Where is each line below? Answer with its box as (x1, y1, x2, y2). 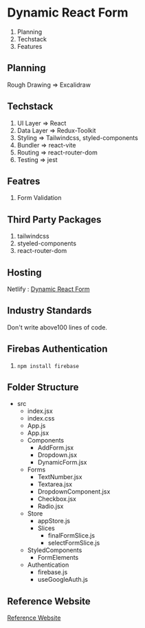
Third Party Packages (7, 214, 102, 225)
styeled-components (16, 239, 77, 247)
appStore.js (37, 517, 71, 525)
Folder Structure (7, 381, 79, 394)
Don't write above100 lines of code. (7, 323, 108, 332)
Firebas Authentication (7, 343, 108, 355)
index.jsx (27, 407, 53, 415)
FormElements (37, 554, 79, 562)
